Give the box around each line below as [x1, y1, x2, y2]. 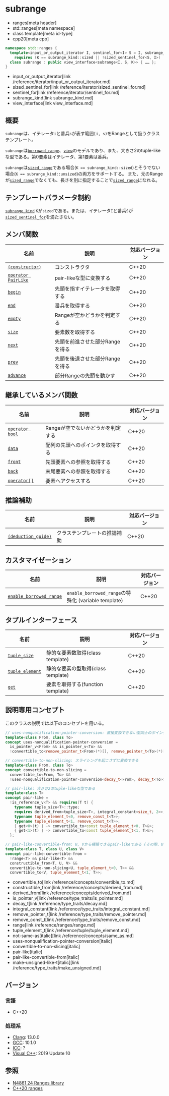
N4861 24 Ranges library [12, 1080, 64, 1086]
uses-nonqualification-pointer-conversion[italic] [12, 938, 112, 944]
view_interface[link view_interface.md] [12, 100, 93, 106]
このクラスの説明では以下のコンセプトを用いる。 [5, 720, 107, 726]
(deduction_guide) [8, 534, 52, 540]
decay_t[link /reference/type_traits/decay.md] [12, 901, 107, 907]
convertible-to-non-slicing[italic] [12, 944, 80, 950]
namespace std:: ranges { [5, 45, 57, 50]
